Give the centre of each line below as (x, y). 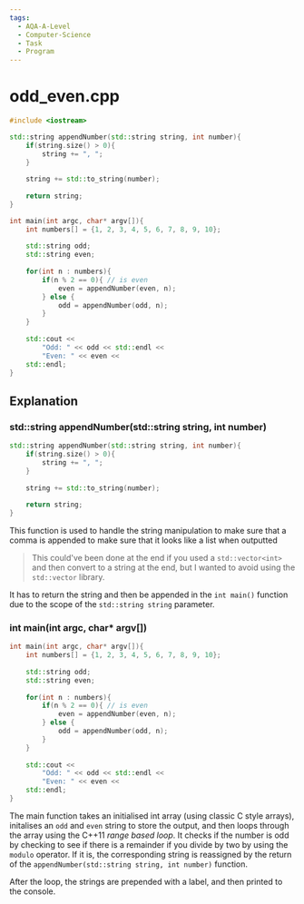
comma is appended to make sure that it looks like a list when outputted (144, 540)
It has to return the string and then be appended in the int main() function (149, 594)
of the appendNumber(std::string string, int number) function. (128, 864)
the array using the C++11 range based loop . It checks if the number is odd (149, 835)
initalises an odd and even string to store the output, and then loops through (149, 825)
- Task (30, 43)
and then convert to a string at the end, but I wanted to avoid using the (163, 567)
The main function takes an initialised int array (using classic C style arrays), (152, 816)
